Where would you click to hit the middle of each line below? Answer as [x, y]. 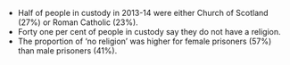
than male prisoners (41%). [67, 51]
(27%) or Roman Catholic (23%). [78, 22]
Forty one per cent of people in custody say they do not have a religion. [149, 32]
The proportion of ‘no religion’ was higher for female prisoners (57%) [145, 41]
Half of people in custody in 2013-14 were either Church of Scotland [143, 13]
